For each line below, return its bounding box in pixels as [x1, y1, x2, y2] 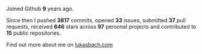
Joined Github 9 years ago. [6, 5, 74, 12]
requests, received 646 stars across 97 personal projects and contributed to [6, 23, 197, 30]
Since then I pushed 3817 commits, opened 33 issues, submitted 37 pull [6, 17, 186, 23]
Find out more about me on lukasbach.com [6, 41, 113, 48]
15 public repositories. [6, 29, 62, 37]
